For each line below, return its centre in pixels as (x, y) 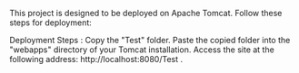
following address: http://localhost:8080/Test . (96, 59)
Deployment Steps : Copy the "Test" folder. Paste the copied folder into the (150, 40)
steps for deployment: (51, 23)
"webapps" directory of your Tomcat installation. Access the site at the (142, 50)
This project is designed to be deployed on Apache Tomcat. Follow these (146, 13)
